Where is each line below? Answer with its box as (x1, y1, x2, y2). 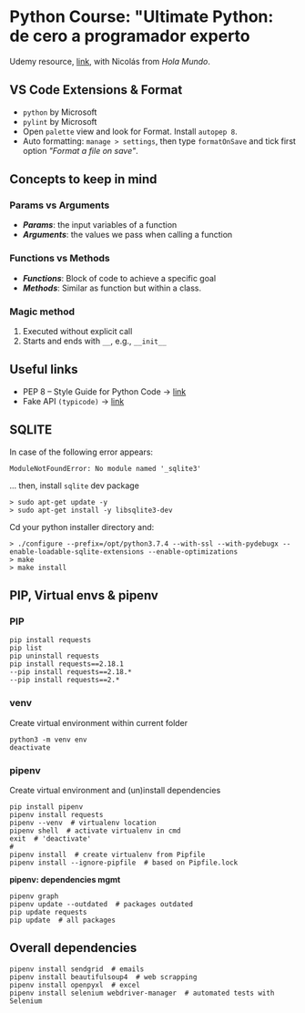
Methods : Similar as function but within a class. (22, 282, 202, 293)
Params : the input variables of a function (22, 220, 178, 230)
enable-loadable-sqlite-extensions (9, 547, 145, 557)
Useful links (9, 362, 79, 377)
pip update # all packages (9, 916, 117, 925)
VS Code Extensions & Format (9, 82, 183, 97)
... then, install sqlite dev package (9, 480, 139, 491)
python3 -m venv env (9, 735, 88, 744)
